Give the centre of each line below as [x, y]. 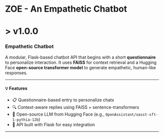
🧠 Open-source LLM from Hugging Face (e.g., [58, 114]
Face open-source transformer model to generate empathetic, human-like [81, 67]
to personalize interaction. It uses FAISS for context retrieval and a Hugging [81, 62]
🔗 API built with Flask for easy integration [53, 124]
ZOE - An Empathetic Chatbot [66, 9]
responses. [16, 73]
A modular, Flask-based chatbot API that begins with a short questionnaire [81, 57]
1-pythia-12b [25, 120]
